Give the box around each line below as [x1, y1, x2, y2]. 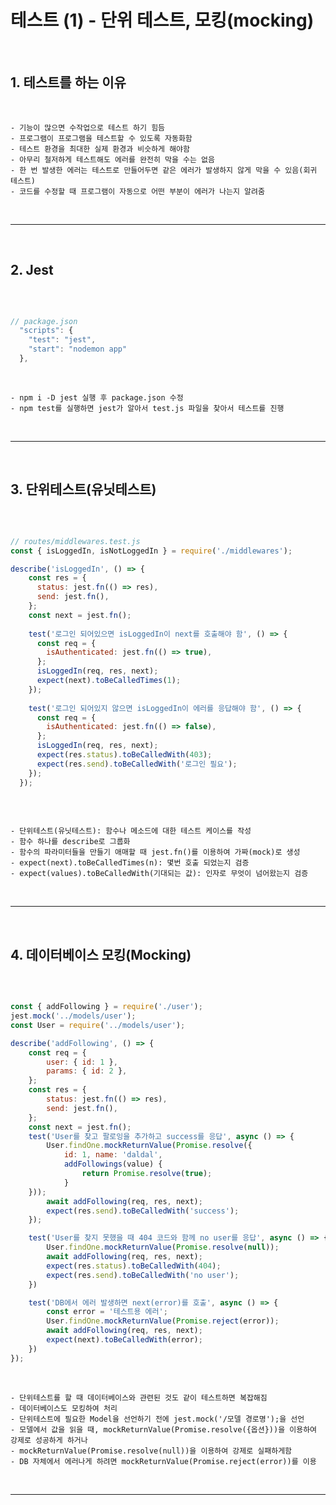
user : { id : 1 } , [46, 1057, 118, 1067]
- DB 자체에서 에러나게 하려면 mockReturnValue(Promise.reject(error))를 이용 [10, 1456, 317, 1466]
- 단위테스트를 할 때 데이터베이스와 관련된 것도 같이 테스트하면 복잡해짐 [10, 1392, 268, 1403]
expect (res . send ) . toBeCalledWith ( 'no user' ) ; [46, 1270, 240, 1280]
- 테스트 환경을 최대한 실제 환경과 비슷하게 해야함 [10, 144, 190, 154]
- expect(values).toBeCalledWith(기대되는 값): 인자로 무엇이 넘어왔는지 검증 [10, 869, 309, 879]
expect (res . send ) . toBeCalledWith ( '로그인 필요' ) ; [36, 759, 238, 769]
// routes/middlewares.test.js [10, 536, 141, 546]
